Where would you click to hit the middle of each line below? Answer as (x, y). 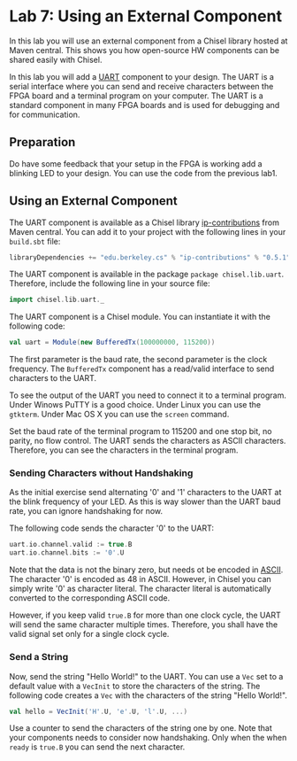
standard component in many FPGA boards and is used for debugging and (145, 105)
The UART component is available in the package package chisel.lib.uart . (147, 274)
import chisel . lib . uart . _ (57, 300)
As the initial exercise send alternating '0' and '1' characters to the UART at (145, 493)
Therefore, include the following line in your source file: (110, 283)
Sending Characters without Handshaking (101, 473)
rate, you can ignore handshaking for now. (86, 511)
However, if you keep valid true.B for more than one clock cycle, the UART (145, 615)
